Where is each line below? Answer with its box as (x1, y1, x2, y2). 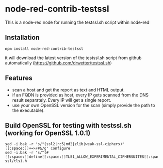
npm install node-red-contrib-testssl (5, 46, 83, 51)
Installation (5, 33, 40, 42)
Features (5, 74, 33, 82)
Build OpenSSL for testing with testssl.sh (5, 121, 132, 129)
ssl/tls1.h (5, 159, 27, 164)
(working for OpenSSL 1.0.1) (5, 129, 91, 137)
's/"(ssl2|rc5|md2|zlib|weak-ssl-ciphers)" (35, 142, 125, 147)
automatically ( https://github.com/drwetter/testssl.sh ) (5, 60, 112, 66)
